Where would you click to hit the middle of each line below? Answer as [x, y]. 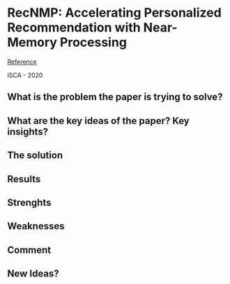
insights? [28, 131]
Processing [93, 42]
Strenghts [29, 202]
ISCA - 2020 [25, 75]
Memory [32, 42]
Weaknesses [36, 227]
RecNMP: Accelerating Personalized [114, 13]
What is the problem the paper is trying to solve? [115, 97]
